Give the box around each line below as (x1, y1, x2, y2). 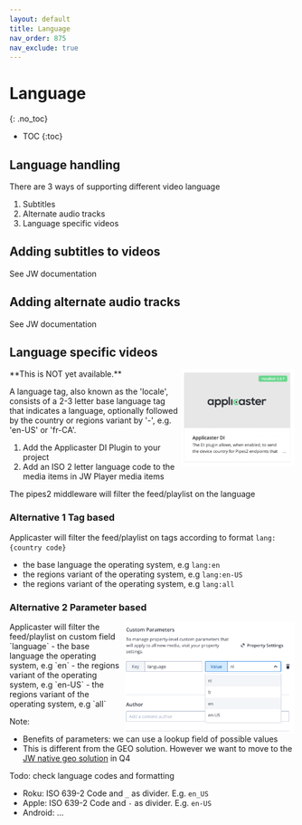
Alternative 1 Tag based (9, 512, 116, 524)
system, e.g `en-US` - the (9, 679, 104, 690)
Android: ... (22, 807, 64, 819)
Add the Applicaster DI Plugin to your (22, 442, 161, 453)
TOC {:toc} (22, 131, 63, 142)
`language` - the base (9, 641, 90, 652)
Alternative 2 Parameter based (9, 600, 147, 613)
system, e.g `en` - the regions (9, 660, 120, 671)
